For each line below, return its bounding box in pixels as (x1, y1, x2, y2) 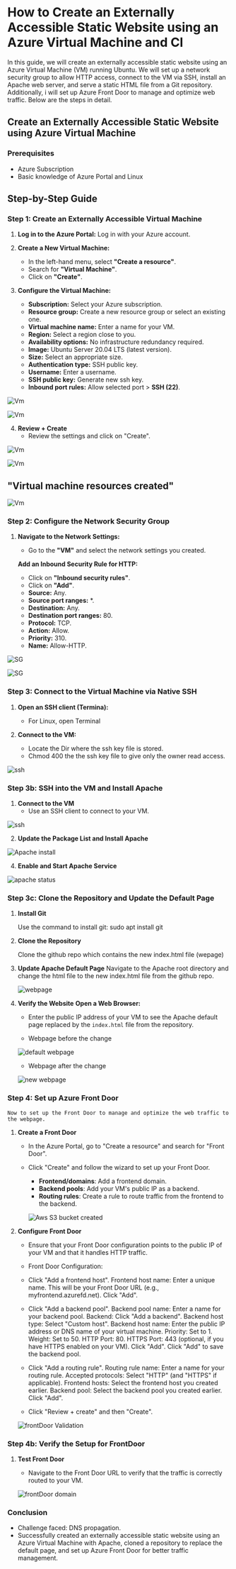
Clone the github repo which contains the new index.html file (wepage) (17, 950, 224, 959)
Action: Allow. (28, 626, 69, 635)
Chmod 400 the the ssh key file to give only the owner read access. (28, 751, 226, 760)
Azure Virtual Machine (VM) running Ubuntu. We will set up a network (7, 65, 211, 74)
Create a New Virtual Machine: (17, 244, 110, 253)
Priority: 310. (28, 634, 67, 643)
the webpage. (7, 1115, 46, 1123)
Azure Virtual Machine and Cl (7, 35, 184, 50)
